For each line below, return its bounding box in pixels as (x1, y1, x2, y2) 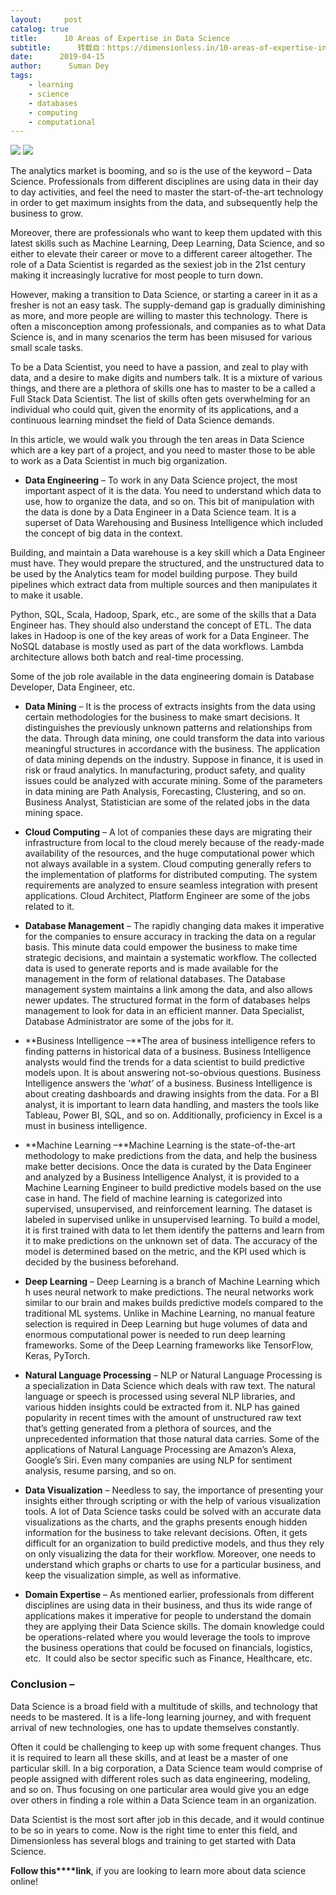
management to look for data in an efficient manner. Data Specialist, (24, 1005, 305, 1017)
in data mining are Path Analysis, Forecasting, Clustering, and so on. (24, 786, 307, 798)
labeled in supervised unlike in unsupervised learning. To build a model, (24, 1214, 321, 1226)
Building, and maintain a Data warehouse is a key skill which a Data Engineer (10, 547, 326, 559)
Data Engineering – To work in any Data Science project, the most (24, 474, 298, 486)
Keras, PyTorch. (24, 1350, 91, 1362)
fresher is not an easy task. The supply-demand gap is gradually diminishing (10, 299, 326, 311)
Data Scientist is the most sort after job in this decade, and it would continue (10, 1813, 325, 1825)
